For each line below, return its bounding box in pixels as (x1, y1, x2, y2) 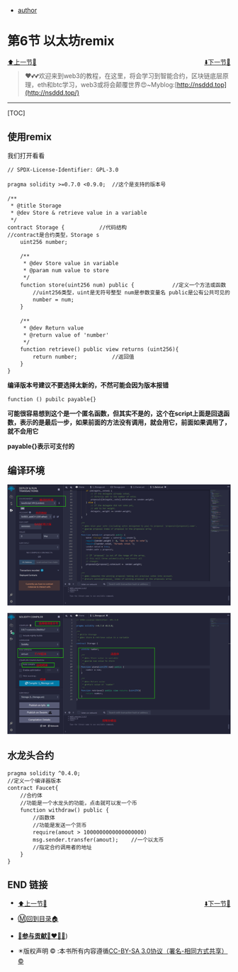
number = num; (33, 296, 74, 303)
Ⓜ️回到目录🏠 (17, 914, 59, 922)
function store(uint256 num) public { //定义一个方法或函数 (20, 281, 227, 289)
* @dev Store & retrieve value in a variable (10, 209, 147, 216)
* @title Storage (10, 202, 62, 209)
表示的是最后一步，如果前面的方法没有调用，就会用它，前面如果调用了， (19, 418, 231, 426)
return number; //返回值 (33, 353, 135, 360)
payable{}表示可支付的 (7, 442, 75, 450)
